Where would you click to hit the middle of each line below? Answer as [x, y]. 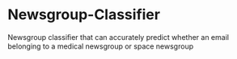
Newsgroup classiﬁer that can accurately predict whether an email [118, 37]
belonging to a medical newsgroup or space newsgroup [101, 46]
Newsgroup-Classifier [84, 15]
